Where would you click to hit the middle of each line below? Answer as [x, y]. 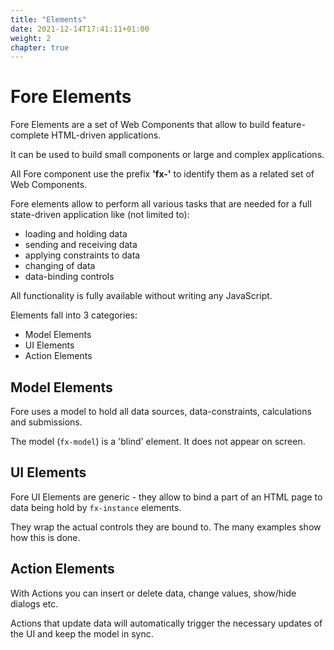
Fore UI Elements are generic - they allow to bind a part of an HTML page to [166, 497]
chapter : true [40, 47]
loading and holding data [76, 234]
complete [30, 135]
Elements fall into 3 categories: [74, 315]
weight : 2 [31, 38]
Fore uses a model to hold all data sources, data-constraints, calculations [161, 411]
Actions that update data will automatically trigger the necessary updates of [166, 623]
